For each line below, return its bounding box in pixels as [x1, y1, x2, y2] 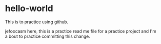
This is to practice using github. [5, 19, 68, 25]
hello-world [5, 3, 54, 14]
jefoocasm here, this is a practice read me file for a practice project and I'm [5, 28, 157, 34]
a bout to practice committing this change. [5, 33, 90, 39]
